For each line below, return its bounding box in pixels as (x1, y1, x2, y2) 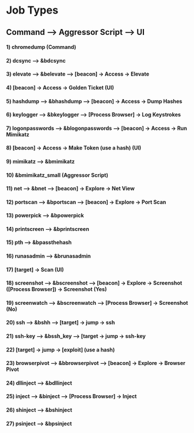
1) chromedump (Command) (6, 44, 76, 51)
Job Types (6, 4, 59, 17)
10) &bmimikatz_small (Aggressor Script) (6, 171, 109, 178)
